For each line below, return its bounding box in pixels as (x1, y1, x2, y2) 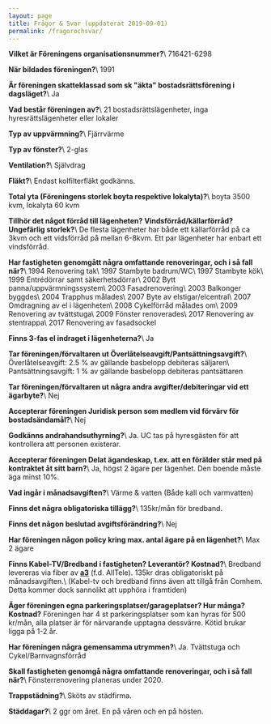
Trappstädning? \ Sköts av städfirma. (8, 691, 132, 701)
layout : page (8, 11, 53, 20)
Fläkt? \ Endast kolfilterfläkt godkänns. (8, 176, 136, 186)
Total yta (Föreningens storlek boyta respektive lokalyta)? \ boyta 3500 (8, 192, 251, 202)
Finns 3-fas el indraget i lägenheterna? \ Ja (8, 334, 155, 343)
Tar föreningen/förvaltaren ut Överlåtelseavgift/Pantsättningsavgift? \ (8, 349, 248, 359)
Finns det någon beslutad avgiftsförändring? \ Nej (8, 519, 178, 529)
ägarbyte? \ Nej (8, 390, 60, 401)
